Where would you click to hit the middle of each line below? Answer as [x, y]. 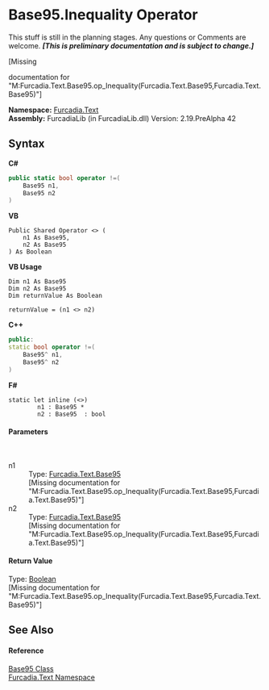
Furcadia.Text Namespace [52, 677]
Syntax [27, 144]
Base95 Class [31, 668]
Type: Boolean [32, 579]
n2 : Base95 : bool [72, 414]
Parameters [28, 432]
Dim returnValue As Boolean [56, 296]
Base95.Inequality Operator [103, 15]
